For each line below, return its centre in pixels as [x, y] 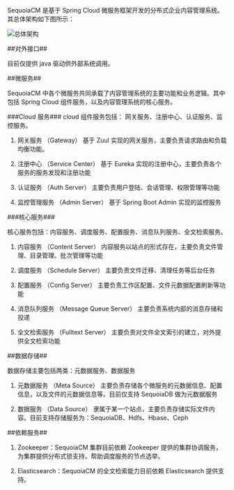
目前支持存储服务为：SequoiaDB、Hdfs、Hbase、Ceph [109, 418]
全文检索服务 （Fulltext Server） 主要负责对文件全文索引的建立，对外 [116, 332]
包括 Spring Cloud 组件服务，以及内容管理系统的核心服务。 [92, 102]
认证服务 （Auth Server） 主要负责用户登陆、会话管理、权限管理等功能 [119, 187]
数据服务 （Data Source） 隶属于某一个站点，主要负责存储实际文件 [113, 409]
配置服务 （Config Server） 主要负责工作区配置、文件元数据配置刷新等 [118, 285]
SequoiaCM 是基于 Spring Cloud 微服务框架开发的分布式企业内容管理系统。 [116, 10]
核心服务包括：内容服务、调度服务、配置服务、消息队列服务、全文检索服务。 [117, 232]
